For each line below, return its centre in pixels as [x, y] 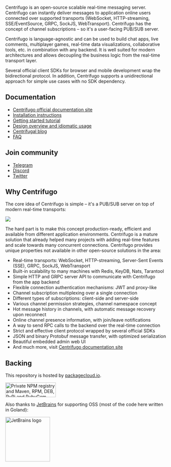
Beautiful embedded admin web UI [49, 342]
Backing [19, 363]
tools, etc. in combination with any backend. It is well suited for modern [80, 50]
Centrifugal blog [30, 131]
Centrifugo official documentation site [53, 110]
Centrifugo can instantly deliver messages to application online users [78, 13]
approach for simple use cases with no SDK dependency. [66, 81]
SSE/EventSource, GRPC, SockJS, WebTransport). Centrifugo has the [78, 23]
